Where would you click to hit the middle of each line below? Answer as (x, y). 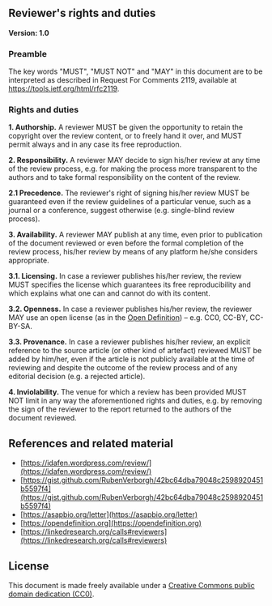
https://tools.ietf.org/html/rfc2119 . (64, 89)
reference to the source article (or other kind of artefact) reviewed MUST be (135, 351)
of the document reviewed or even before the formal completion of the (126, 243)
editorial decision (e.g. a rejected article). (77, 377)
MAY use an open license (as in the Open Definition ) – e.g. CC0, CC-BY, (128, 318)
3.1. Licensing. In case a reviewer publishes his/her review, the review (125, 276)
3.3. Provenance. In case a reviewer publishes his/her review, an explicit (130, 342)
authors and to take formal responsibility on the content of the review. (125, 177)
